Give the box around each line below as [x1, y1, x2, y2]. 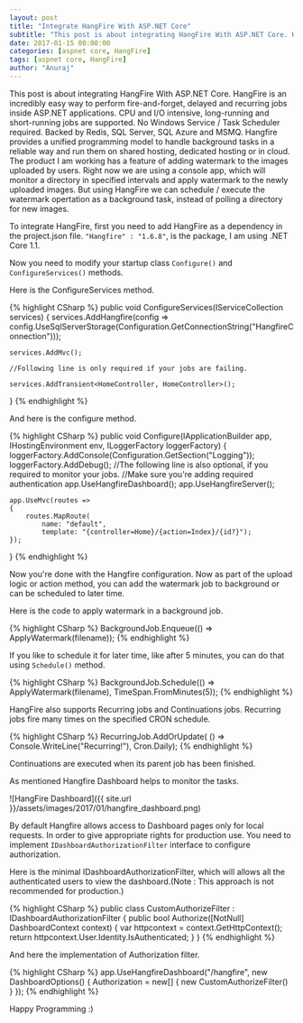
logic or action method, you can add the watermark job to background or [9, 578, 280, 589]
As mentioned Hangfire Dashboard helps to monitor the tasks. [9, 775, 239, 786]
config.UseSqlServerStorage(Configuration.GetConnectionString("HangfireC [9, 321, 294, 332]
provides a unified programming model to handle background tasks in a [9, 136, 275, 147]
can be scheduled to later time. [9, 587, 124, 598]
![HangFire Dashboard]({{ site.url [9, 793, 132, 804]
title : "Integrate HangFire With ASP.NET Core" [9, 22, 192, 31]
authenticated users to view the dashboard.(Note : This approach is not [9, 876, 275, 887]
